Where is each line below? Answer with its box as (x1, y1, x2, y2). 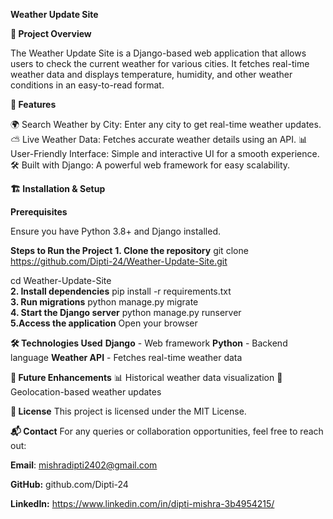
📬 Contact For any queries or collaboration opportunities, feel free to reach (10, 425, 324, 437)
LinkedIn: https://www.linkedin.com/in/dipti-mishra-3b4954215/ (10, 498, 275, 509)
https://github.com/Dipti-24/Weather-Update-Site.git (10, 255, 228, 267)
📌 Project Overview (10, 28, 92, 39)
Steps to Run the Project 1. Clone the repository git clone (10, 245, 249, 256)
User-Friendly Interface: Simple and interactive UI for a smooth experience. (10, 148, 320, 159)
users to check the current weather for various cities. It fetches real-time (10, 58, 310, 69)
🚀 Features (10, 99, 57, 110)
